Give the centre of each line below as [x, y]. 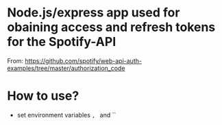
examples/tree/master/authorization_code [66, 68]
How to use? [43, 96]
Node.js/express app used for [94, 13]
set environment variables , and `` [66, 115]
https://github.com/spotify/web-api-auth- [84, 60]
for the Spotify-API [62, 42]
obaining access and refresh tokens [111, 27]
